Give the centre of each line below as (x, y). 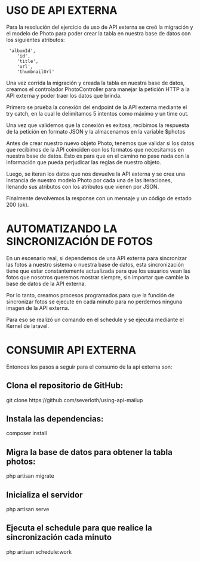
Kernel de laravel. (28, 326)
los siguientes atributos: (36, 40)
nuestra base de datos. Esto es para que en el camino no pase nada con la (98, 156)
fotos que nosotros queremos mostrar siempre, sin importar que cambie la (98, 277)
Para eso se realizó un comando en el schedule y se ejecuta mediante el (95, 319)
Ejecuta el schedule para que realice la (79, 528)
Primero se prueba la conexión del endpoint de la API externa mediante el (97, 107)
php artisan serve (28, 509)
